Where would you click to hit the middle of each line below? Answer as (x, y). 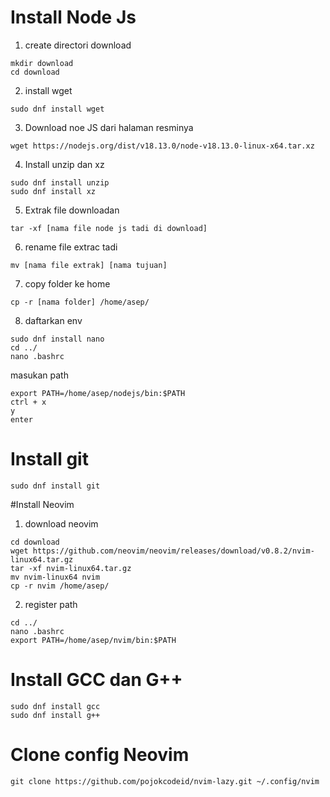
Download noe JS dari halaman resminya (109, 127)
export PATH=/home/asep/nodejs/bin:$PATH (98, 393)
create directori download (78, 45)
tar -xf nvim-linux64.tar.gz (71, 568)
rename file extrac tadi (71, 247)
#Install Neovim (42, 504)
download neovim (61, 523)
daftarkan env (53, 320)
